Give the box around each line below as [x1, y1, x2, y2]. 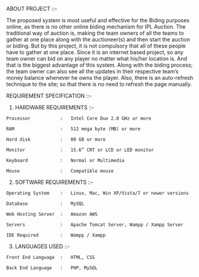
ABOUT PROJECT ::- [6, 5, 58, 12]
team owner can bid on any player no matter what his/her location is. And [6, 55, 188, 62]
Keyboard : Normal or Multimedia [6, 157, 125, 163]
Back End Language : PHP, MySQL [6, 265, 98, 271]
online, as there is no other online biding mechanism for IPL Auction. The [6, 23, 186, 30]
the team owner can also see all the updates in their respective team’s [6, 68, 179, 75]
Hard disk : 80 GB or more [6, 136, 106, 142]
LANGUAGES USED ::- [14, 243, 70, 250]
